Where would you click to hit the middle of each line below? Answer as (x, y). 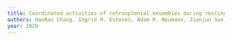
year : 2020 (23, 26)
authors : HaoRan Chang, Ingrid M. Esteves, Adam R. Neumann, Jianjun (109, 20)
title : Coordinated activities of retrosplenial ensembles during (105, 13)
